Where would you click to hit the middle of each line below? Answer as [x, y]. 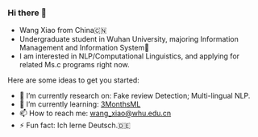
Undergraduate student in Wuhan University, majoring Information [129, 39]
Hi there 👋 [27, 13]
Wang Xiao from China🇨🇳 [63, 30]
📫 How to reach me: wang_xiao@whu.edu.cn [95, 113]
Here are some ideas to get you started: [74, 80]
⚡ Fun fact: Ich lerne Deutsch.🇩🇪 [75, 125]
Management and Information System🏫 [84, 48]
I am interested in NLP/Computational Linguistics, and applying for [129, 56]
